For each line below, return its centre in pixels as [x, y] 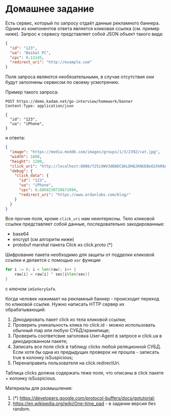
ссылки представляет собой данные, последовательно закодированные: [85, 224]
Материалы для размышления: [39, 388]
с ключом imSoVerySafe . [31, 289]
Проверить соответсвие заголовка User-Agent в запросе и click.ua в [87, 336]
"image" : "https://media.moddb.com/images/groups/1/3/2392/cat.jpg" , [85, 152]
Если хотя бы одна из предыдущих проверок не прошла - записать [86, 352]
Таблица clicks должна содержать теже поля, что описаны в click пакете [84, 373]
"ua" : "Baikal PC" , [31, 53]
